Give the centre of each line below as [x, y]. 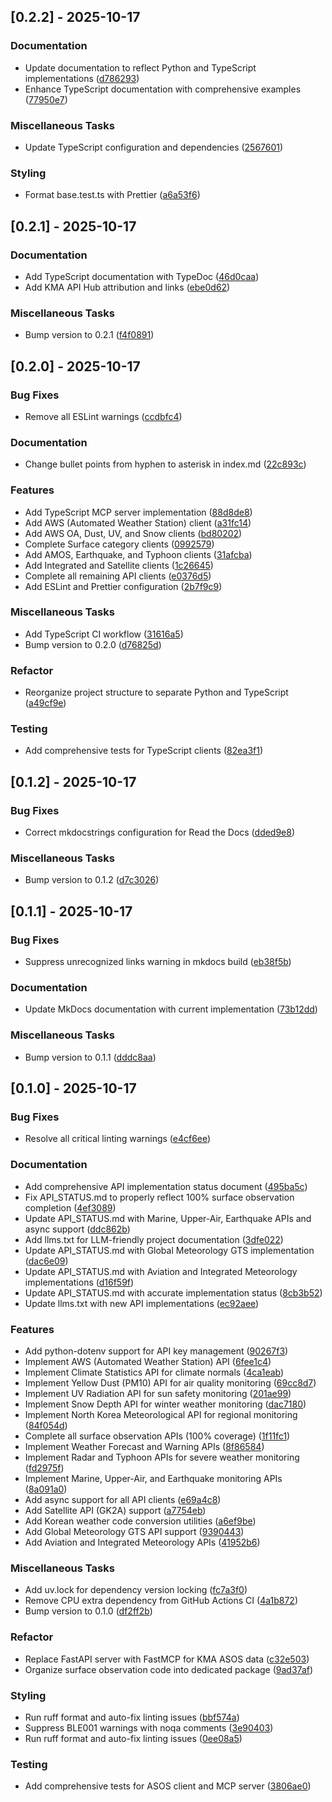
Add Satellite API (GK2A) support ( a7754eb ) [115, 1510]
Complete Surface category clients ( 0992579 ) [119, 544]
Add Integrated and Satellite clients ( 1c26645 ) [119, 565]
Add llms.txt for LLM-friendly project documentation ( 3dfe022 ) [154, 1239]
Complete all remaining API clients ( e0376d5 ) [118, 576]
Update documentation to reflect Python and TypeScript [140, 67]
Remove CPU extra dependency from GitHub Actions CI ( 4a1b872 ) [161, 1601]
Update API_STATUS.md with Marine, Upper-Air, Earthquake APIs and [168, 1218]
